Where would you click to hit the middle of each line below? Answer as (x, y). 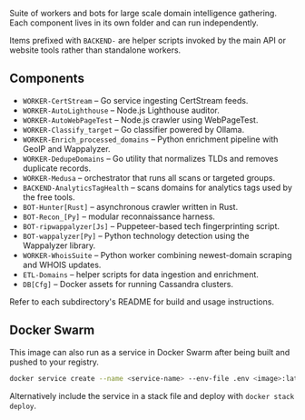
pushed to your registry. (54, 362)
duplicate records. (57, 168)
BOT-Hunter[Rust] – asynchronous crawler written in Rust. (130, 206)
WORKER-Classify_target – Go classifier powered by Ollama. (133, 129)
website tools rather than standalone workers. (95, 50)
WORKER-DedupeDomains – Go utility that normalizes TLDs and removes (150, 158)
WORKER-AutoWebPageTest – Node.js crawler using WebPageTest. (140, 120)
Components (47, 79)
